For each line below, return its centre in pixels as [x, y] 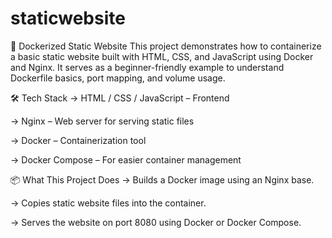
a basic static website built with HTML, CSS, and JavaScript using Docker [162, 56]
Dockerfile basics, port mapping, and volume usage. [118, 78]
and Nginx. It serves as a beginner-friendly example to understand [147, 67]
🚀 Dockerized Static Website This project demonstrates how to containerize [166, 46]
